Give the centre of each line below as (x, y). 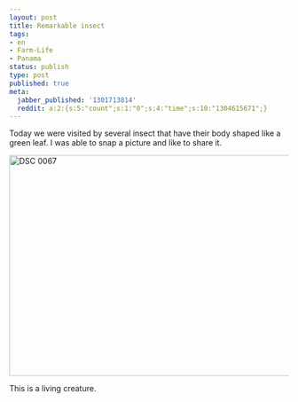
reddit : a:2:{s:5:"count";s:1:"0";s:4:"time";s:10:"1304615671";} (142, 108)
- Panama (25, 59)
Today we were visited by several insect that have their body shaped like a (145, 133)
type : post (29, 75)
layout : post (33, 17)
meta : (19, 91)
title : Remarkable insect (57, 26)
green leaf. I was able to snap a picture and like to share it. (116, 143)
